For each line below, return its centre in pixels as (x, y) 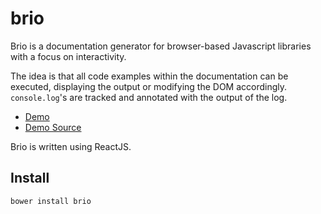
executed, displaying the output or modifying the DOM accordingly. (149, 86)
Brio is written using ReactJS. (71, 146)
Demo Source (53, 127)
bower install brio (51, 201)
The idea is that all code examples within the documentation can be (149, 76)
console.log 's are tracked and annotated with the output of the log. (149, 97)
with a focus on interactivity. (68, 56)
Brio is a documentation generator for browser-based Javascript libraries (161, 46)
